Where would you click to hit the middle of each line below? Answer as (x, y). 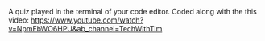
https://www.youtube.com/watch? (87, 20)
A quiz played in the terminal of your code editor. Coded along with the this (133, 12)
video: (19, 20)
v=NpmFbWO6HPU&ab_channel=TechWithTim (85, 29)
